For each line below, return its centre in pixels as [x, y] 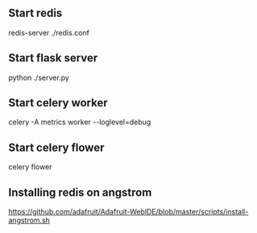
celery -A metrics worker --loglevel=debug [80, 122]
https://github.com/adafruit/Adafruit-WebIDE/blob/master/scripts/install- [128, 212]
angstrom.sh [29, 220]
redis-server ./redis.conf [49, 32]
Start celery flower [56, 147]
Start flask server [53, 58]
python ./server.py [39, 77]
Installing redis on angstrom [80, 192]
